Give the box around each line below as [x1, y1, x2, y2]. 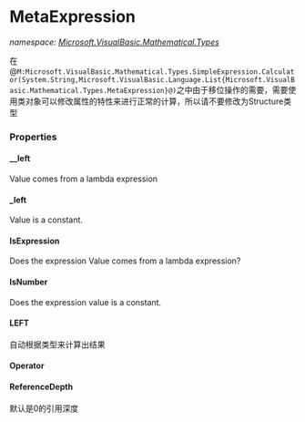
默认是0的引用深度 [9, 403, 79, 414]
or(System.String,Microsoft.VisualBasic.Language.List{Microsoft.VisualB [9, 75, 296, 84]
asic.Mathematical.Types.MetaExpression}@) [9, 86, 178, 95]
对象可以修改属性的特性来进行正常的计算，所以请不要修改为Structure [25, 96, 284, 107]
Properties [9, 130, 57, 143]
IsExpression [9, 235, 60, 246]
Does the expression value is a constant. [9, 296, 162, 307]
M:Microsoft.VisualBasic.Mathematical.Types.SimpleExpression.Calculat [16, 67, 295, 77]
